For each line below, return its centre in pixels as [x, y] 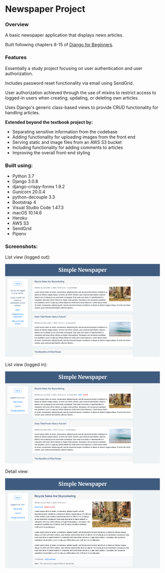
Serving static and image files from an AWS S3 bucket [67, 142]
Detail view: [17, 472]
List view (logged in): [26, 364]
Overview [17, 25]
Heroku [20, 218]
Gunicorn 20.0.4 [29, 192]
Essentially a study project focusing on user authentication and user [74, 68]
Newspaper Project [45, 9]
